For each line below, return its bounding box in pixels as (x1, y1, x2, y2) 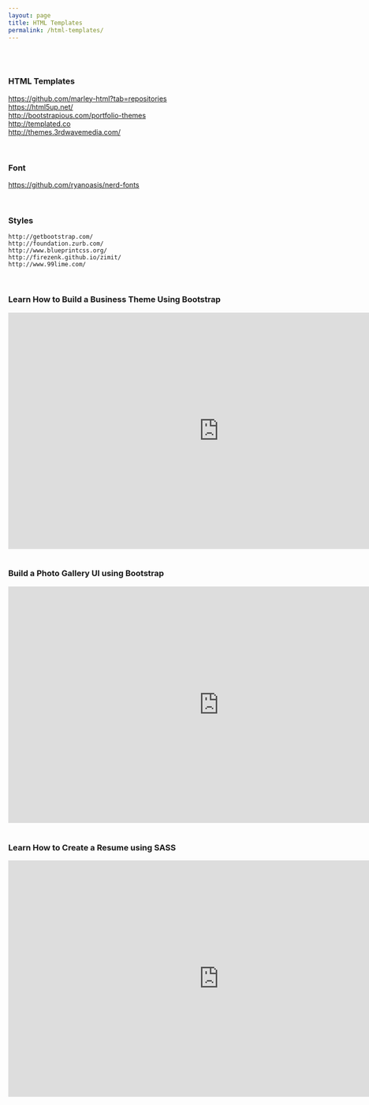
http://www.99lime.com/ (8, 261, 87, 269)
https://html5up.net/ (8, 102, 73, 111)
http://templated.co (8, 119, 71, 128)
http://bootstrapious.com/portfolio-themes (8, 110, 147, 120)
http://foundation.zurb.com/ (8, 240, 104, 248)
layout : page (8, 11, 51, 20)
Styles (8, 214, 34, 225)
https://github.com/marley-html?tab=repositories (8, 94, 167, 103)
